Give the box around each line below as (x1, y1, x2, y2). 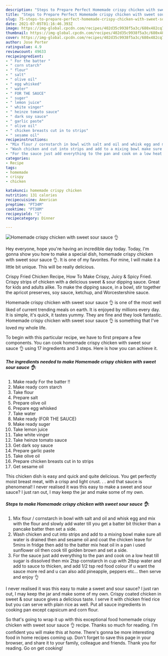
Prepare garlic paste (12, 448, 55, 454)
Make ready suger (12, 421, 51, 427)
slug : (5, 16, 17, 21)
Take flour (12, 389, 34, 395)
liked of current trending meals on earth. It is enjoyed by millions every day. (5, 307, 160, 313)
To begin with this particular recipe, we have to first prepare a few (5, 334, 141, 340)
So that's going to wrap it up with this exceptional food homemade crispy (5, 617, 156, 623)
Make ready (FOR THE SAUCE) (12, 416, 77, 422)
